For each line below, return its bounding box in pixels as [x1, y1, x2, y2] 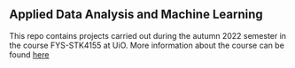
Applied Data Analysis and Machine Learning [9, 7, 263, 22]
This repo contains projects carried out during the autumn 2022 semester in [9, 30, 286, 41]
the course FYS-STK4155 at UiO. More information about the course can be [9, 40, 285, 50]
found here [9, 49, 50, 60]
